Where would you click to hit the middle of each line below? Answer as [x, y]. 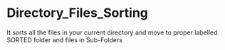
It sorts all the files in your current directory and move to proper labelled [112, 32]
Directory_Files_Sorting [78, 13]
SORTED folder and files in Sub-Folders [64, 39]
